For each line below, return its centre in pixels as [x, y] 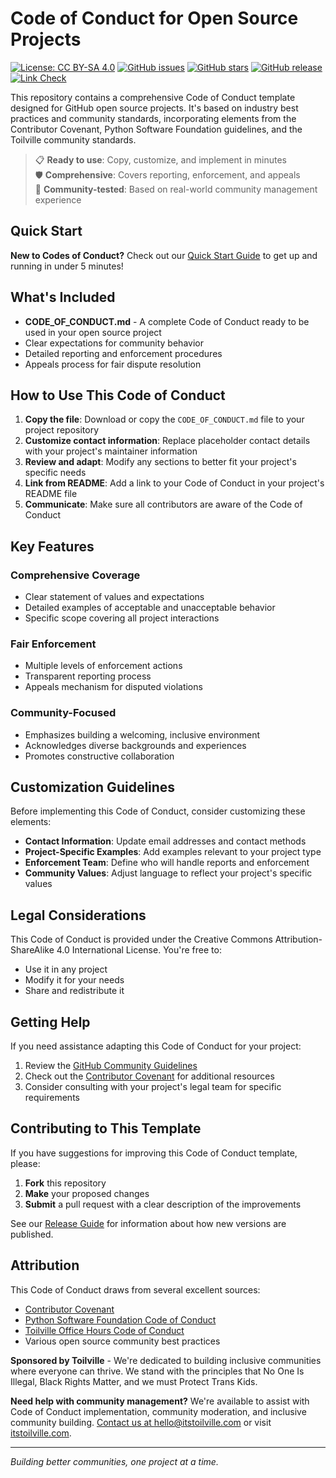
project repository [62, 430]
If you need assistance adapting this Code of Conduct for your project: [156, 1046]
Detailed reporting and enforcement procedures [123, 353]
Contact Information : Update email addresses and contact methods [165, 841]
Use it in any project [66, 969]
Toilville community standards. [73, 139]
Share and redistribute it [74, 991]
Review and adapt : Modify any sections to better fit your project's [160, 462]
